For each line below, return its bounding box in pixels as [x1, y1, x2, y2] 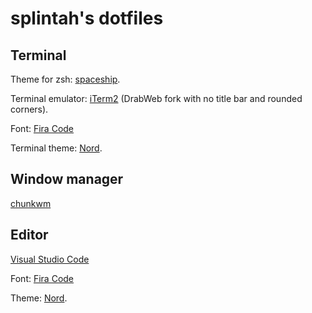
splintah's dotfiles [10, 7, 164, 30]
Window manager [10, 171, 124, 188]
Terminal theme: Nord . [10, 142, 103, 154]
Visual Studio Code [10, 253, 90, 265]
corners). [10, 103, 49, 115]
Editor [10, 227, 49, 244]
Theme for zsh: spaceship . [10, 73, 121, 85]
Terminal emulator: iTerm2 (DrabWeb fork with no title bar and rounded [10, 93, 303, 104]
